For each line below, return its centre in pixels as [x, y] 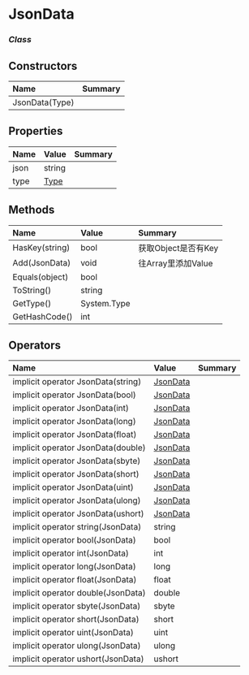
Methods [32, 210]
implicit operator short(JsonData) [76, 620]
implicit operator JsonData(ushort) [78, 514]
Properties [36, 131]
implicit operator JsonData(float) [75, 435]
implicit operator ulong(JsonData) [77, 646]
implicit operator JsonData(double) [79, 448]
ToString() [32, 290]
